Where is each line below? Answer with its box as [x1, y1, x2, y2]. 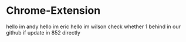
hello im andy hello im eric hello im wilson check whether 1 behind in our [6, 23, 181, 30]
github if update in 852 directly [6, 29, 81, 36]
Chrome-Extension [6, 4, 101, 17]
